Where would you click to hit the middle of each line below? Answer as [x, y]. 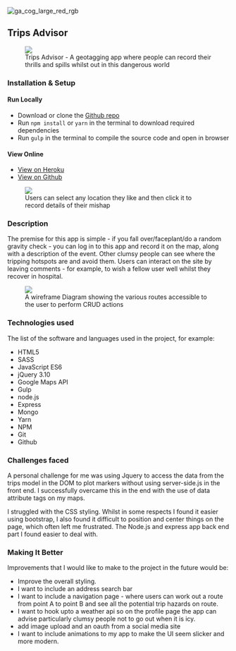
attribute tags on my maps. [46, 498]
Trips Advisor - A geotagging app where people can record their [118, 57]
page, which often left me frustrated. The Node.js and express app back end [118, 527]
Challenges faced [38, 460]
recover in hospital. [35, 276]
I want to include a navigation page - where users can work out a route [120, 597]
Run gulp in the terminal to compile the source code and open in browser [123, 138]
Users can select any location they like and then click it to [108, 198]
